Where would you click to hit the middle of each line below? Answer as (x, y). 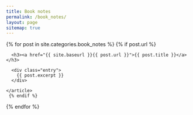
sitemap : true (23, 28)
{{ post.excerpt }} (40, 76)
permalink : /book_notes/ (36, 17)
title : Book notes (28, 11)
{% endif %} (23, 96)
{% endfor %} (23, 107)
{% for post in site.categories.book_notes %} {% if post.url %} (81, 44)
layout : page (22, 22)
